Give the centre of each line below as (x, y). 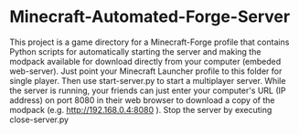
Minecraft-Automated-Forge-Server (150, 17)
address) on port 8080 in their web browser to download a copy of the (142, 100)
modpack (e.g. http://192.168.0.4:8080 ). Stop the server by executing (141, 109)
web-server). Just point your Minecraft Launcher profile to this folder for (146, 71)
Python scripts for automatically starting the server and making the (135, 51)
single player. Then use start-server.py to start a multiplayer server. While (148, 80)
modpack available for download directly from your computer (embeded (145, 61)
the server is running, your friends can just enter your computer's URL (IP (148, 90)
